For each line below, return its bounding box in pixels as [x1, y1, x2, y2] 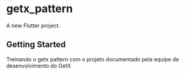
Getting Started [6, 39, 66, 50]
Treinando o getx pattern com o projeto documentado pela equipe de [6, 55, 180, 62]
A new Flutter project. [6, 22, 61, 29]
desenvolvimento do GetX [6, 62, 72, 69]
